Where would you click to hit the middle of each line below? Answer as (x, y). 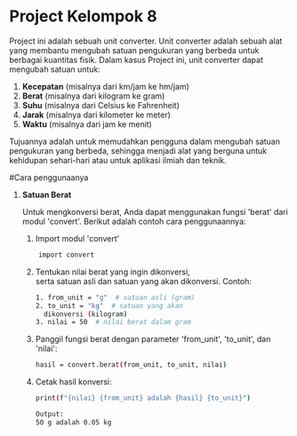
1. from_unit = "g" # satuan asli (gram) (115, 297)
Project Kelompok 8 (83, 16)
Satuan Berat (47, 194)
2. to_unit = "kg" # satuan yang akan (109, 305)
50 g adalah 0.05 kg (73, 422)
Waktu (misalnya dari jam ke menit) (87, 124)
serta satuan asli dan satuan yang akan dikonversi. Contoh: (143, 281)
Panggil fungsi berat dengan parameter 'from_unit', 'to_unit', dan (153, 339)
